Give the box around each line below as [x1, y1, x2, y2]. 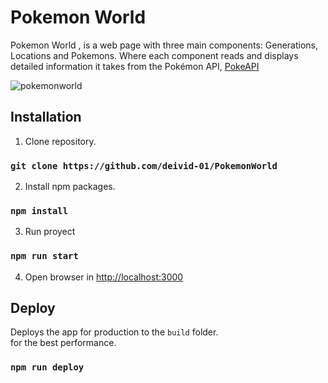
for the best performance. [10, 337, 117, 349]
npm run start [10, 251, 79, 262]
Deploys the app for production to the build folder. [10, 326, 219, 338]
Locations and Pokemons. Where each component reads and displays [10, 49, 299, 61]
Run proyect [24, 226, 76, 238]
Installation [10, 109, 82, 126]
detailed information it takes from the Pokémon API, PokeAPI [10, 60, 260, 72]
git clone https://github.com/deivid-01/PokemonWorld [10, 160, 278, 171]
